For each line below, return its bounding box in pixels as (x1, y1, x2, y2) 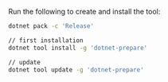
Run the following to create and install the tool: (8, 7, 161, 16)
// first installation (8, 36, 84, 45)
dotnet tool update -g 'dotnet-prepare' (8, 65, 145, 74)
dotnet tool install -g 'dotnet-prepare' (8, 44, 148, 52)
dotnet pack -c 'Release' (8, 22, 94, 30)
